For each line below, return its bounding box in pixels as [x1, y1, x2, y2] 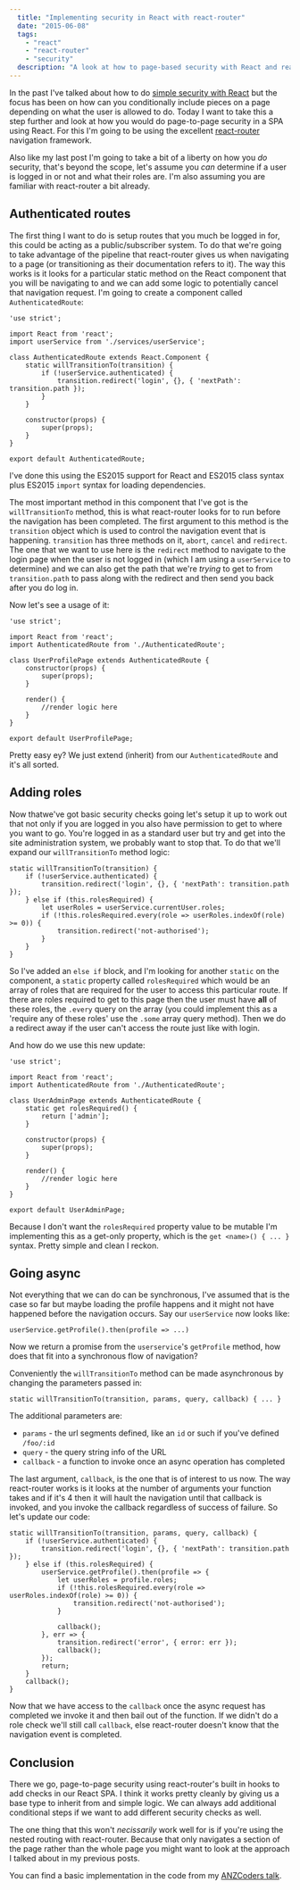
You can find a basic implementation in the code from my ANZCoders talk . [9, 1870, 282, 1881]
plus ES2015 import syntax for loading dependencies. [9, 479, 206, 490]
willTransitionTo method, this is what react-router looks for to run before [9, 506, 281, 517]
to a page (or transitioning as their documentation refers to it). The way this [9, 258, 286, 269]
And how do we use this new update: [9, 1039, 146, 1050]
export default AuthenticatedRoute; [9, 454, 146, 463]
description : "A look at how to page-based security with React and [17, 63, 278, 72]
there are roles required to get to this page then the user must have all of [9, 994, 277, 1004]
